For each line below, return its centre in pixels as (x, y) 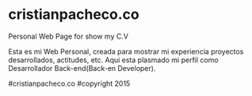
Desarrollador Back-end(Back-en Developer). (82, 68)
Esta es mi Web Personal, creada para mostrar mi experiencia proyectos (126, 51)
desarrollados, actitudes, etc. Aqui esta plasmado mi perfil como (114, 60)
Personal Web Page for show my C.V (69, 36)
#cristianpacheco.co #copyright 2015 (69, 83)
